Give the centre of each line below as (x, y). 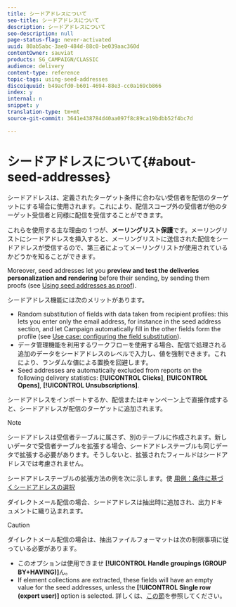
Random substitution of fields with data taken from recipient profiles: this (123, 314)
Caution (19, 525)
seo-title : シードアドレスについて (53, 20)
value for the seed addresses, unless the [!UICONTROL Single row (114, 587)
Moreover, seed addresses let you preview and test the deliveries (103, 270)
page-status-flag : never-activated (59, 40)
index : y (20, 92)
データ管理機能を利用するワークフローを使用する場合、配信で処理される (122, 345)
